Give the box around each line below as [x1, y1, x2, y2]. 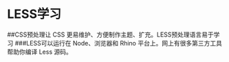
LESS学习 [7, 6, 62, 22]
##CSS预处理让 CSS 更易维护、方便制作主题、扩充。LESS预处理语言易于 [7, 30, 215, 39]
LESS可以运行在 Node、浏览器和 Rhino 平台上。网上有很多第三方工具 [26, 39, 222, 47]
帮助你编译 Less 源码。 [7, 48, 72, 56]
